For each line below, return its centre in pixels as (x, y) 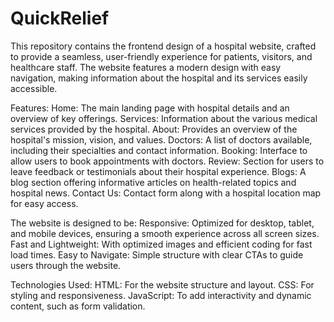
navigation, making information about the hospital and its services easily (159, 78)
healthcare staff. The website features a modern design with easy (146, 67)
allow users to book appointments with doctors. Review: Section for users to (167, 161)
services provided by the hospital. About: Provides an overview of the (154, 129)
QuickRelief (60, 18)
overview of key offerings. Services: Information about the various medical (164, 118)
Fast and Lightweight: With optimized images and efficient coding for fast (161, 244)
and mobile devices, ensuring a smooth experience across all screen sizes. (165, 233)
